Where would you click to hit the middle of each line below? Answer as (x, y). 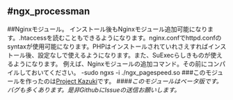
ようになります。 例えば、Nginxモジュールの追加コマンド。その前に (110, 64)
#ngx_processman (49, 11)
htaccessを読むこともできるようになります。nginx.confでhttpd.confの (121, 37)
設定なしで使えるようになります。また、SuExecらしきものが (124, 55)
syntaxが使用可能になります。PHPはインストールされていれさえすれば (108, 46)
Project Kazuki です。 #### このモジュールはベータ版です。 (139, 81)
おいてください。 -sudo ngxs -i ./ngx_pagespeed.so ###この (118, 72)
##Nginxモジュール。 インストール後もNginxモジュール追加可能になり (107, 29)
